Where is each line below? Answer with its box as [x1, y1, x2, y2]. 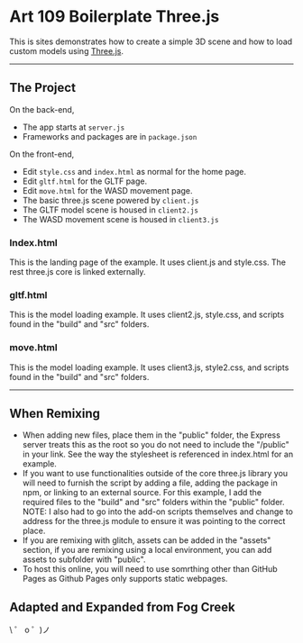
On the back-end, [9, 104, 75, 114]
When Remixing [9, 406, 101, 421]
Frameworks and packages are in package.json [22, 131, 197, 141]
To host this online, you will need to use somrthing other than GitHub [22, 564, 278, 575]
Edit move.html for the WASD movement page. [22, 185, 193, 195]
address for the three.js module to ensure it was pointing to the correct [22, 516, 286, 527]
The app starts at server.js [22, 122, 125, 132]
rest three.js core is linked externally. [9, 267, 146, 277]
